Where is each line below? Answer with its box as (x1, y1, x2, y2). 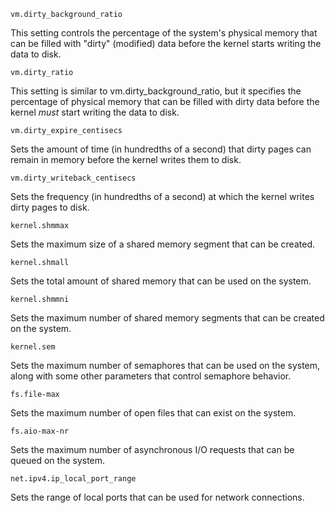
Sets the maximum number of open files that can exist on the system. (10, 407, 297, 419)
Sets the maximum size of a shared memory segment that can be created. (10, 238, 315, 250)
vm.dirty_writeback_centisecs (10, 173, 137, 183)
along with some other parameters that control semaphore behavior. (10, 370, 292, 382)
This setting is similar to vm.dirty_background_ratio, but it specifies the (10, 85, 302, 97)
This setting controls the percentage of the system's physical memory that (10, 27, 318, 39)
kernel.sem (10, 342, 56, 352)
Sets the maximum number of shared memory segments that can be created (10, 312, 325, 324)
